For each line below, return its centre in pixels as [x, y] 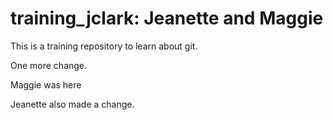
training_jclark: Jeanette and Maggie [167, 18]
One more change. [49, 65]
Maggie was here [46, 84]
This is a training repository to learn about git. [104, 46]
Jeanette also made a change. [72, 104]
